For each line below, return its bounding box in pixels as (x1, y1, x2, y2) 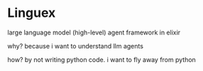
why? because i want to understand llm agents (7, 41, 144, 50)
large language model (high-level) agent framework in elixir (7, 28, 181, 37)
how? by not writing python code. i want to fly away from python (7, 55, 197, 64)
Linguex (7, 5, 56, 21)
